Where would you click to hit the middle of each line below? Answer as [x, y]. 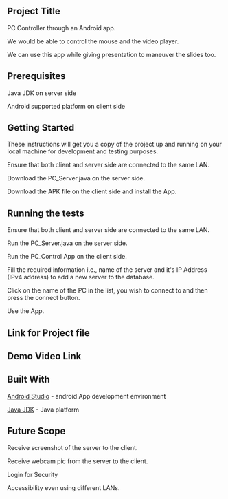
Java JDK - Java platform [43, 410]
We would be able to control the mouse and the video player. [93, 41]
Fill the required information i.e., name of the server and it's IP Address [107, 270]
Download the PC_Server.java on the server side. [76, 178]
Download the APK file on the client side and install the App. [92, 191]
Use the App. [26, 311]
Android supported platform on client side [66, 106]
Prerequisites [36, 76]
